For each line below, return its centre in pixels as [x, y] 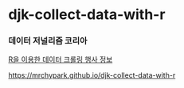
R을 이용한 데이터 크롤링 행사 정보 [61, 59]
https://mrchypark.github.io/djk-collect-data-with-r [92, 75]
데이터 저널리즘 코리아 [48, 41]
